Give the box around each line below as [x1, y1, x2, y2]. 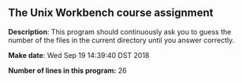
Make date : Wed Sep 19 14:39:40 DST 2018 [8, 50, 150, 60]
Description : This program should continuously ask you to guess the [8, 27, 232, 36]
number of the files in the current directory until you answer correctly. [8, 35, 235, 45]
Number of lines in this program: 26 [8, 66, 128, 75]
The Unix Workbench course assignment [8, 6, 214, 20]
